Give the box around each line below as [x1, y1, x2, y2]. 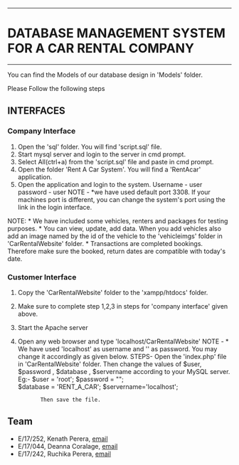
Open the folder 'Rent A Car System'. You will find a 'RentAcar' [17, 165, 201, 173]
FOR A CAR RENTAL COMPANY [7, 41, 194, 57]
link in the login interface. [17, 203, 92, 211]
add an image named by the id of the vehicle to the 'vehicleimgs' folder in [7, 232, 223, 240]
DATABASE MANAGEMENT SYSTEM [7, 26, 226, 41]
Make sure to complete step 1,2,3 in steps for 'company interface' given [17, 301, 228, 310]
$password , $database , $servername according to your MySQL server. [17, 367, 230, 375]
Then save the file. [40, 396, 101, 403]
